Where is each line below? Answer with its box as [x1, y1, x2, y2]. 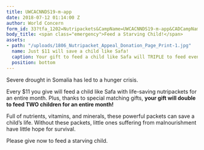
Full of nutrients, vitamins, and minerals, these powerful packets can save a [6, 112, 195, 120]
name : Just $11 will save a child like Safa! [12, 48, 129, 54]
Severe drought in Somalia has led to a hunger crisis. [6, 76, 138, 83]
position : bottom [12, 59, 56, 65]
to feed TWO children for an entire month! [6, 100, 114, 108]
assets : [6, 37, 26, 43]
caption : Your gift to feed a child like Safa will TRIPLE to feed [12, 54, 186, 60]
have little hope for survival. [6, 125, 76, 132]
